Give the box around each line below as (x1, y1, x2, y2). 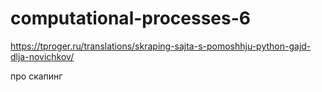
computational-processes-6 (10, 7, 252, 30)
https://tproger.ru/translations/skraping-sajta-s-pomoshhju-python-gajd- (10, 40, 312, 52)
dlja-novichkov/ (10, 50, 75, 62)
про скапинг (10, 70, 63, 82)
